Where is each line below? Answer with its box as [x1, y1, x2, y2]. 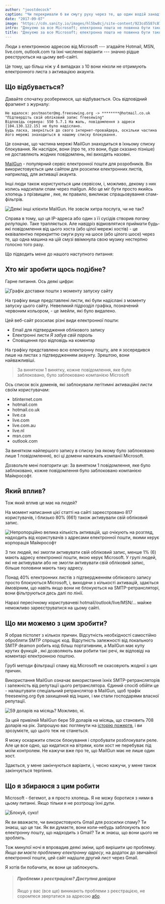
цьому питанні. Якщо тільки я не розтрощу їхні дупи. [5, 800, 115, 806]
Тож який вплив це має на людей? [5, 500, 78, 506]
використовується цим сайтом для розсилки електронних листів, [5, 166, 143, 172]
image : [5, 21, 19, 26]
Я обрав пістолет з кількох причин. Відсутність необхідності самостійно [5, 632, 157, 638]
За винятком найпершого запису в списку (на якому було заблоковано [5, 448, 155, 453]
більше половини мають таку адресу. [5, 565, 84, 571]
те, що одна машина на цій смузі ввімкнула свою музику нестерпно [5, 236, 148, 242]
